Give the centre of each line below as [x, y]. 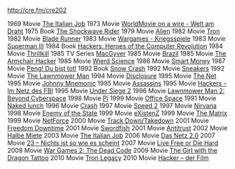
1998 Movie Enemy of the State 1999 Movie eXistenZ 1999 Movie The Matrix [117, 113]
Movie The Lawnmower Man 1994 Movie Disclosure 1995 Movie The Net [112, 76]
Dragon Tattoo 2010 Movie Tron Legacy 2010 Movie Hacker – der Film [108, 158]
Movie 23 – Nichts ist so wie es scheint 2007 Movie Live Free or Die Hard [113, 143]
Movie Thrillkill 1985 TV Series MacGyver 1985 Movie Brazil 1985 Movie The [117, 53]
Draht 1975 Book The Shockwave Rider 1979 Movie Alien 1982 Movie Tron [114, 31]
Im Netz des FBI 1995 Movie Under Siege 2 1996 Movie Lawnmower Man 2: [116, 91]
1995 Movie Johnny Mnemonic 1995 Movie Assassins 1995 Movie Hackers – [117, 83]
